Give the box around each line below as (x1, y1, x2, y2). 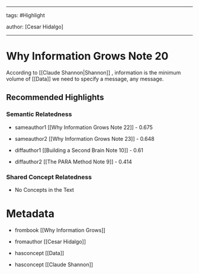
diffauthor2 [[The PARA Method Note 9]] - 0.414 (14, 158, 132, 165)
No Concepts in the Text (14, 186, 74, 193)
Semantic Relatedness (6, 110, 72, 118)
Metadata (6, 207, 54, 221)
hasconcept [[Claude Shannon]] (14, 261, 94, 268)
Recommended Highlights (6, 92, 104, 102)
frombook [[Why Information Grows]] (14, 226, 105, 234)
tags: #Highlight (6, 12, 46, 18)
